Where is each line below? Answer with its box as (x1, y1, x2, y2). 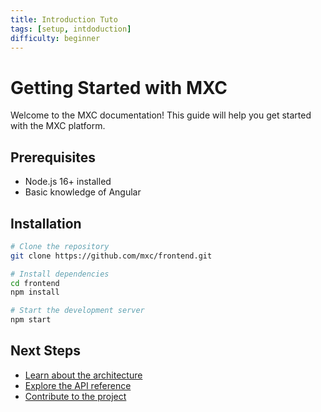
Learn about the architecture (24, 369, 143, 381)
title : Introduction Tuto (10, 14, 118, 25)
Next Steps (10, 342, 81, 360)
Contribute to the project (24, 390, 127, 402)
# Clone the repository (10, 241, 110, 251)
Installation (10, 215, 82, 232)
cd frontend (10, 278, 60, 288)
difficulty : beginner (10, 33, 101, 43)
